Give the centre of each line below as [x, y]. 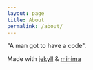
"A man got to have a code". [47, 46]
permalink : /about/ [35, 26]
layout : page [26, 13]
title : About [26, 20]
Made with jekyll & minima [44, 59]
